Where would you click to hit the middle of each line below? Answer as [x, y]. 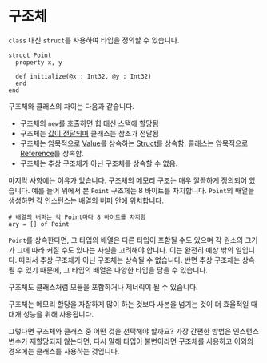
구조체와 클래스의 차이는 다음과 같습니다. [71, 106]
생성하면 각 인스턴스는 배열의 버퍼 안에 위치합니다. [86, 200]
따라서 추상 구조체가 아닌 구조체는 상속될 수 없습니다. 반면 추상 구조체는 [130, 260]
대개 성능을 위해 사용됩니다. [51, 314]
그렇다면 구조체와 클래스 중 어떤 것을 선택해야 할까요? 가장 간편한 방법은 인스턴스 [134, 331]
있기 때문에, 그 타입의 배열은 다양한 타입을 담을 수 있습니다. [117, 270]
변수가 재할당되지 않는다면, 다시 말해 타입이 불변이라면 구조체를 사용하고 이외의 [131, 341]
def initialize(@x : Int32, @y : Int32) [84, 76]
